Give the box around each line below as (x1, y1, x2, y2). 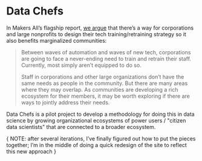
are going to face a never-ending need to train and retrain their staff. (21, 55, 192, 62)
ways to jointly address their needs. (21, 98, 110, 106)
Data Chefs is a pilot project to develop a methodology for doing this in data (6, 110, 195, 118)
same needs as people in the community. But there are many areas (21, 80, 188, 87)
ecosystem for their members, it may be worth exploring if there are (21, 92, 191, 99)
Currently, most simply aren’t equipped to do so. (21, 62, 142, 69)
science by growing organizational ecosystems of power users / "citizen (6, 116, 186, 124)
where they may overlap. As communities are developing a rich (21, 86, 178, 93)
